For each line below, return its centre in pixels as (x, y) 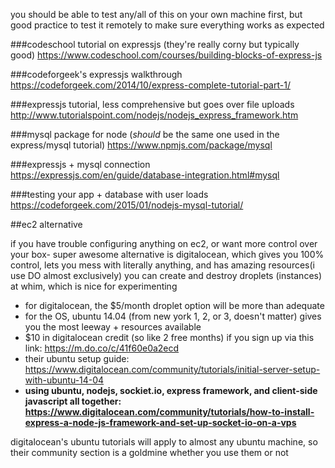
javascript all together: (73, 401)
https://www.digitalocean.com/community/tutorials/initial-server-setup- (172, 369)
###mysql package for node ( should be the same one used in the (145, 134)
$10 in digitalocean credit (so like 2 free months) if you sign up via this (169, 337)
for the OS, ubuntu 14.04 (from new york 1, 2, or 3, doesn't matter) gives (173, 316)
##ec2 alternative (46, 224)
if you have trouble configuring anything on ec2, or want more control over (164, 243)
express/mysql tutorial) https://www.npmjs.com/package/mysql (141, 145)
